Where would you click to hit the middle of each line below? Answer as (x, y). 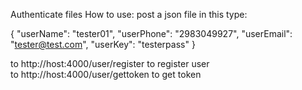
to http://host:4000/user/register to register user (110, 63)
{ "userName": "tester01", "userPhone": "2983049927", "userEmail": (151, 33)
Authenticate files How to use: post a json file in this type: (129, 14)
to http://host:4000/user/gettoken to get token (106, 74)
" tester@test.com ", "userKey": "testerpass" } (103, 44)
